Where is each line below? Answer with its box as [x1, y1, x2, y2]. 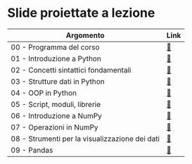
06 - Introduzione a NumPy [11, 111, 102, 120]
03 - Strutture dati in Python [11, 76, 105, 86]
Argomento [65, 30, 105, 40]
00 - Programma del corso [11, 42, 100, 52]
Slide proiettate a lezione [7, 5, 155, 21]
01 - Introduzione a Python [11, 53, 102, 63]
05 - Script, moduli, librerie [11, 99, 101, 109]
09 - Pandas [11, 145, 53, 155]
